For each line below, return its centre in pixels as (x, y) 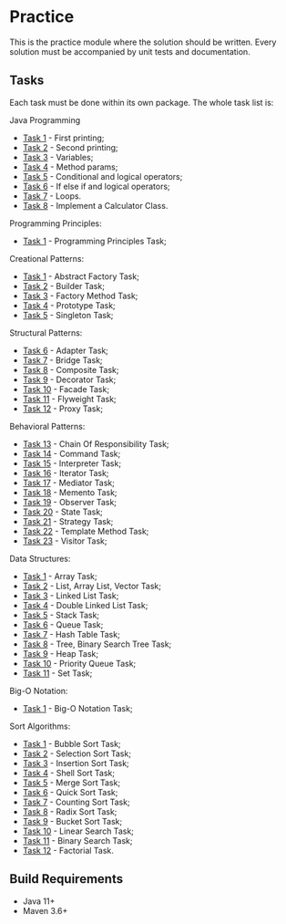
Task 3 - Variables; (58, 157)
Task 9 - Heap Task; (60, 653)
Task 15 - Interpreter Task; (71, 463)
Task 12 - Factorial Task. (68, 850)
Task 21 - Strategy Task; (68, 521)
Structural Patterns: (46, 332)
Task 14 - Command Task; (71, 453)
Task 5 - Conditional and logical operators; (102, 176)
